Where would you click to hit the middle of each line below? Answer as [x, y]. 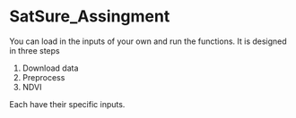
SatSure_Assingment [90, 17]
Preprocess [44, 77]
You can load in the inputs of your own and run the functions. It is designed [148, 41]
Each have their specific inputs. [67, 104]
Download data [50, 68]
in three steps [35, 50]
